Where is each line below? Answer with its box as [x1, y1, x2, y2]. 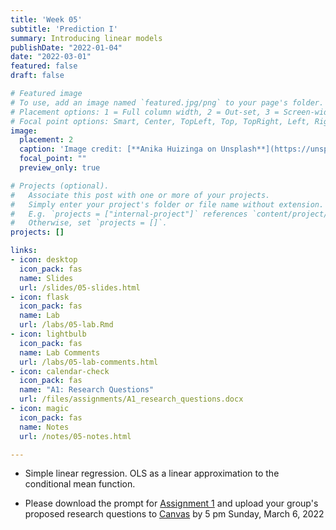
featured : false [10, 61, 78, 71]
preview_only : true [19, 163, 101, 173]
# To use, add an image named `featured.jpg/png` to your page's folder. [10, 97, 325, 108]
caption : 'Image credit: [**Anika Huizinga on [19, 144, 217, 155]
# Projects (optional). [10, 181, 110, 191]
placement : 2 [19, 135, 74, 145]
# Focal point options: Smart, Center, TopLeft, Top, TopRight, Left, [10, 116, 311, 126]
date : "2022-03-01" [10, 52, 92, 62]
